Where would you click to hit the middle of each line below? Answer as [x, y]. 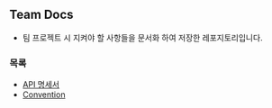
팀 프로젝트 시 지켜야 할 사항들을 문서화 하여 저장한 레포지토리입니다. [142, 37]
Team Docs [41, 15]
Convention [44, 94]
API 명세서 [41, 85]
